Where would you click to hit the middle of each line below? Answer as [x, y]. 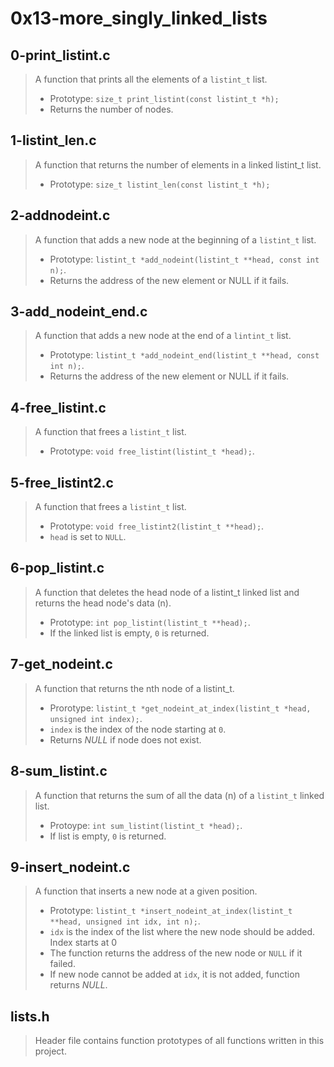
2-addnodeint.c [60, 215]
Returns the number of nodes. [111, 109]
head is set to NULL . [88, 537]
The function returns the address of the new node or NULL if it [176, 953]
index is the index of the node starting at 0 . [138, 729]
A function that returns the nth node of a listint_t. [134, 688]
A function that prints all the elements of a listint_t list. [151, 79]
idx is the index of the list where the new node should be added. [182, 932]
